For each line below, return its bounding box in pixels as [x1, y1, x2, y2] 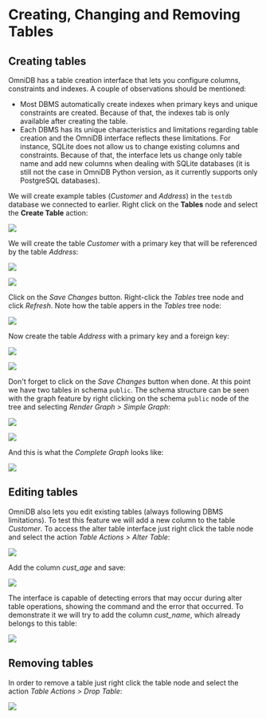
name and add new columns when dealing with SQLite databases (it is [19, 159, 251, 168]
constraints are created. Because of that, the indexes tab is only [19, 108, 229, 117]
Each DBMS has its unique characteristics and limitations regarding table [19, 125, 259, 134]
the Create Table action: [8, 208, 88, 217]
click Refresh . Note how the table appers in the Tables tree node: [8, 301, 221, 310]
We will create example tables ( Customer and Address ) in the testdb [8, 192, 233, 200]
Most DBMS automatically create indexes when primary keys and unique [19, 100, 258, 109]
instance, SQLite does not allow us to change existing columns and [19, 142, 241, 151]
